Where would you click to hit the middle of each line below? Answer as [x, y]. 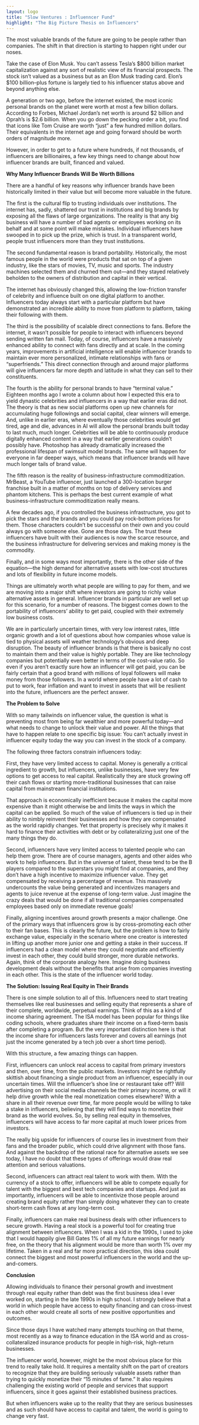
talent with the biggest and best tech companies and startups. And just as [96, 1189]
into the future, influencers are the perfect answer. [68, 692]
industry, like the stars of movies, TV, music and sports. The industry [90, 266]
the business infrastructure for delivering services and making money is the [98, 544]
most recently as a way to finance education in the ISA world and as [89, 1336]
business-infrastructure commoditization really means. [73, 501]
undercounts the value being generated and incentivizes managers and [93, 888]
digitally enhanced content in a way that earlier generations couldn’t [89, 439]
